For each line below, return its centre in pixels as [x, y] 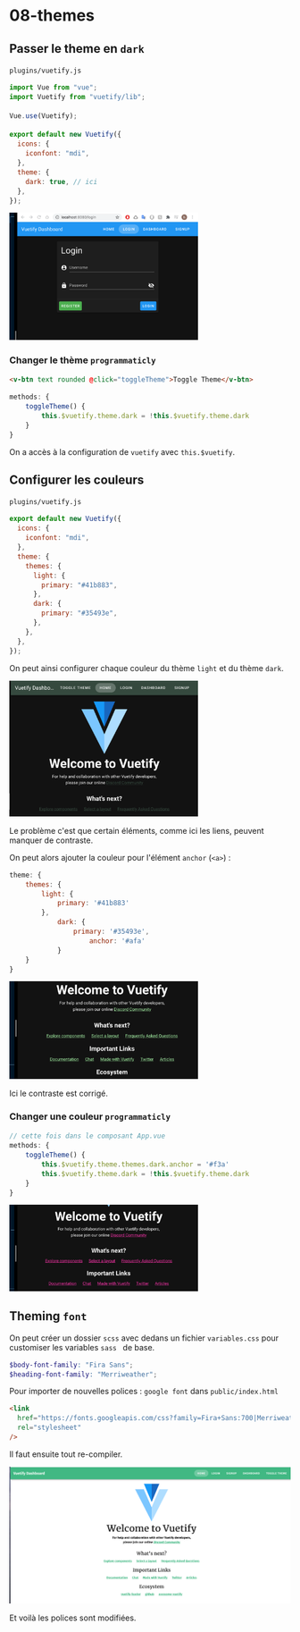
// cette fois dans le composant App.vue [87, 1136]
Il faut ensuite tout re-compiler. [66, 1454]
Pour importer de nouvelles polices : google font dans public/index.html [144, 1392]
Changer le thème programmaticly [83, 360]
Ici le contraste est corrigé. [59, 1093]
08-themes [52, 16]
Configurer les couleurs [77, 480]
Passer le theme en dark [77, 49]
